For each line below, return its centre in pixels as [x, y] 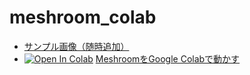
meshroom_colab [83, 17]
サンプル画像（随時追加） [76, 46]
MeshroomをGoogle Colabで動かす [168, 58]
